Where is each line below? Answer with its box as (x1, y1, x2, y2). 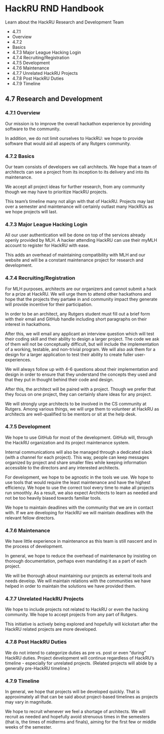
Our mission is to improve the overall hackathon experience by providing (5, 120, 151, 126)
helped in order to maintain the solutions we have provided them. (5, 583, 136, 589)
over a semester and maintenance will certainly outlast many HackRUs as (5, 204, 153, 209)
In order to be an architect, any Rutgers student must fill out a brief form (5, 311, 150, 317)
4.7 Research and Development (5, 95, 103, 103)
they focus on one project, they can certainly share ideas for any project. (5, 391, 152, 397)
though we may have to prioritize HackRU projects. (5, 189, 108, 195)
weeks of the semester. (5, 724, 52, 730)
